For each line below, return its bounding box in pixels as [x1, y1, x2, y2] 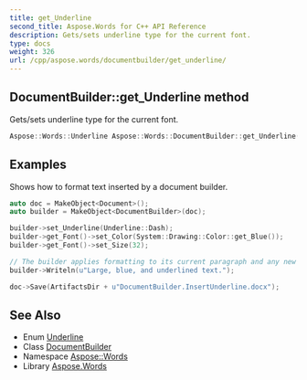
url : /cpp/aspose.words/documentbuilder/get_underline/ [9, 56, 227, 65]
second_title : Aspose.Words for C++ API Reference [9, 22, 206, 31]
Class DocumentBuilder [22, 342, 112, 353]
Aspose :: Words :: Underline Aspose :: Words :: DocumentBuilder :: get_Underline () [9, 132, 304, 141]
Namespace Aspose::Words [22, 351, 128, 362]
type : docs [9, 38, 51, 48]
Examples [9, 157, 67, 173]
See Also [9, 307, 61, 322]
